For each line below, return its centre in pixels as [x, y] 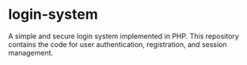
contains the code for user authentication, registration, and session [118, 44]
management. [31, 52]
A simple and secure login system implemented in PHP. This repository [123, 36]
